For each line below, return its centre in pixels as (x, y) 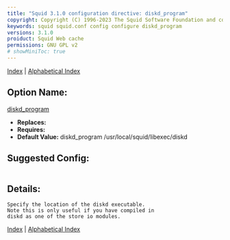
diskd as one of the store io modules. (64, 217)
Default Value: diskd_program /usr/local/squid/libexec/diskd (102, 137)
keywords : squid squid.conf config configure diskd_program (95, 26)
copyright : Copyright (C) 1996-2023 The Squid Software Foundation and (111, 20)
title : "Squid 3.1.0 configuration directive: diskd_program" (98, 13)
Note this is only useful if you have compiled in (81, 211)
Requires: (31, 129)
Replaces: (31, 122)
